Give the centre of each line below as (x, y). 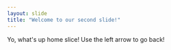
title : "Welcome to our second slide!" (64, 20)
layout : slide (27, 13)
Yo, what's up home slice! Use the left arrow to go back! (86, 39)
